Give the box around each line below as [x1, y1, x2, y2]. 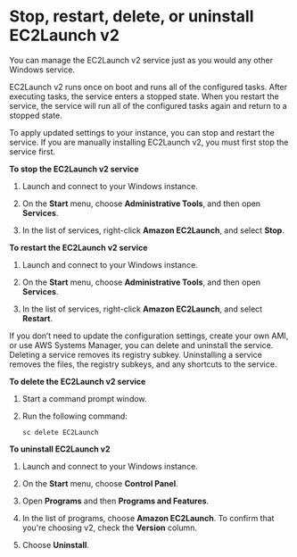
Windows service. [9, 64, 76, 75]
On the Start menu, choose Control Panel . [21, 478, 178, 488]
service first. [9, 145, 56, 157]
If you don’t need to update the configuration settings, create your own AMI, [9, 330, 289, 341]
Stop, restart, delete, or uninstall [9, 6, 254, 27]
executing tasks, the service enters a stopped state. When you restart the [9, 91, 279, 102]
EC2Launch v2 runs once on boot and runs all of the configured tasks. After [9, 81, 288, 92]
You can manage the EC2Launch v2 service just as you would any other [9, 54, 274, 65]
